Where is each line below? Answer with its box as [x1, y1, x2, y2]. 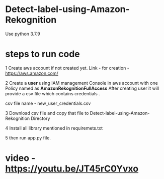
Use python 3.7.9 [5, 31, 40, 37]
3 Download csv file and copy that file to [5, 110, 89, 116]
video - [5, 152, 36, 164]
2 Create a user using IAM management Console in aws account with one [5, 80, 158, 86]
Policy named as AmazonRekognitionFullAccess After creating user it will [5, 85, 159, 91]
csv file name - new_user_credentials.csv [5, 100, 91, 106]
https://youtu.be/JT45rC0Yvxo [5, 163, 139, 174]
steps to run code [5, 49, 80, 60]
